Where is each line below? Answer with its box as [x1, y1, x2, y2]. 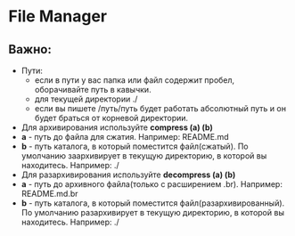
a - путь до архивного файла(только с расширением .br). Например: [20, 179, 283, 189]
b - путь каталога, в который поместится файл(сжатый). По [20, 141, 249, 151]
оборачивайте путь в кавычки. [34, 85, 152, 94]
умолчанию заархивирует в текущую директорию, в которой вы [20, 151, 267, 161]
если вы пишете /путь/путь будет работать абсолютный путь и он [34, 103, 287, 113]
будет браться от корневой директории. [34, 113, 189, 123]
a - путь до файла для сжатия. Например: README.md [20, 132, 229, 142]
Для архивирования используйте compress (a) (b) [20, 122, 213, 133]
